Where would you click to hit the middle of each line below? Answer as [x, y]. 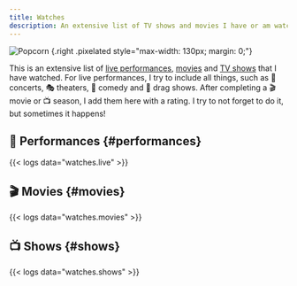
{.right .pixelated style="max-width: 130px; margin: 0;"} [152, 50]
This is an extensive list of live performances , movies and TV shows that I [143, 68]
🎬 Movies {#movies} [67, 191]
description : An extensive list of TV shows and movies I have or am [140, 26]
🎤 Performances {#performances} [105, 141]
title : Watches [37, 17]
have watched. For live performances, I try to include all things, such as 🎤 [143, 77]
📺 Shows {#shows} [65, 246]
